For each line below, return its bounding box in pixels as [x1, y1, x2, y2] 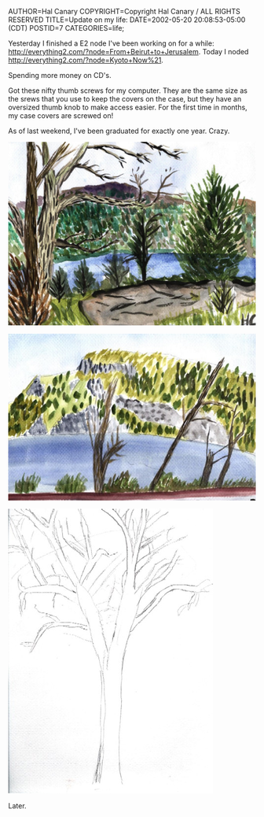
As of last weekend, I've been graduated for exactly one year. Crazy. [8, 126, 230, 135]
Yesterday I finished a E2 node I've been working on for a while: [8, 39, 214, 48]
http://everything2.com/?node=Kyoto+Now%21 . [8, 55, 163, 65]
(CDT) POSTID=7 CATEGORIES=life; [8, 24, 125, 32]
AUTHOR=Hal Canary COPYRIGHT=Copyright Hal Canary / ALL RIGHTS [8, 7, 241, 16]
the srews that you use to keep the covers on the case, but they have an [8, 94, 242, 103]
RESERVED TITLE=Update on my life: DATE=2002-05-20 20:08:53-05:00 [8, 15, 246, 24]
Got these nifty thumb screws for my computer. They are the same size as [8, 86, 247, 95]
